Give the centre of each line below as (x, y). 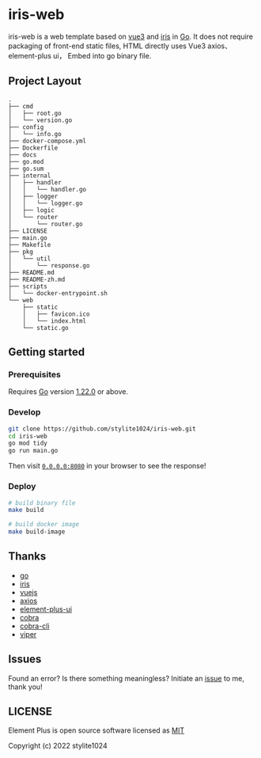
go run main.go (33, 451)
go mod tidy (28, 443)
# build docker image (44, 525)
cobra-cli (34, 626)
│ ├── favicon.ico (56, 314)
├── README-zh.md (37, 279)
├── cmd (21, 106)
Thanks (27, 557)
